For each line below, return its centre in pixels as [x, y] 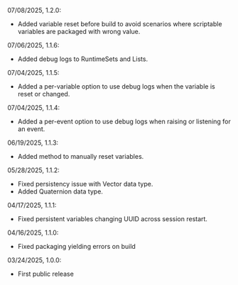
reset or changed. [44, 94]
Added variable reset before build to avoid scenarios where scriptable [120, 24]
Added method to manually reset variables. [81, 156]
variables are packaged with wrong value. [79, 32]
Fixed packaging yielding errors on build [77, 246]
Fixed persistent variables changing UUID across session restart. [113, 219]
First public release [46, 274]
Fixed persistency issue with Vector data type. [85, 184]
